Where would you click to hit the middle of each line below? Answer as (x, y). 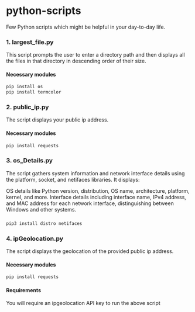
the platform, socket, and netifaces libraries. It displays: (73, 179)
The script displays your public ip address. (57, 120)
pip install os (25, 87)
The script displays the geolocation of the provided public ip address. (90, 251)
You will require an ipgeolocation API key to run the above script (83, 303)
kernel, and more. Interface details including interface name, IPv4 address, (96, 197)
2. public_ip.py (28, 108)
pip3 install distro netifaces (44, 223)
